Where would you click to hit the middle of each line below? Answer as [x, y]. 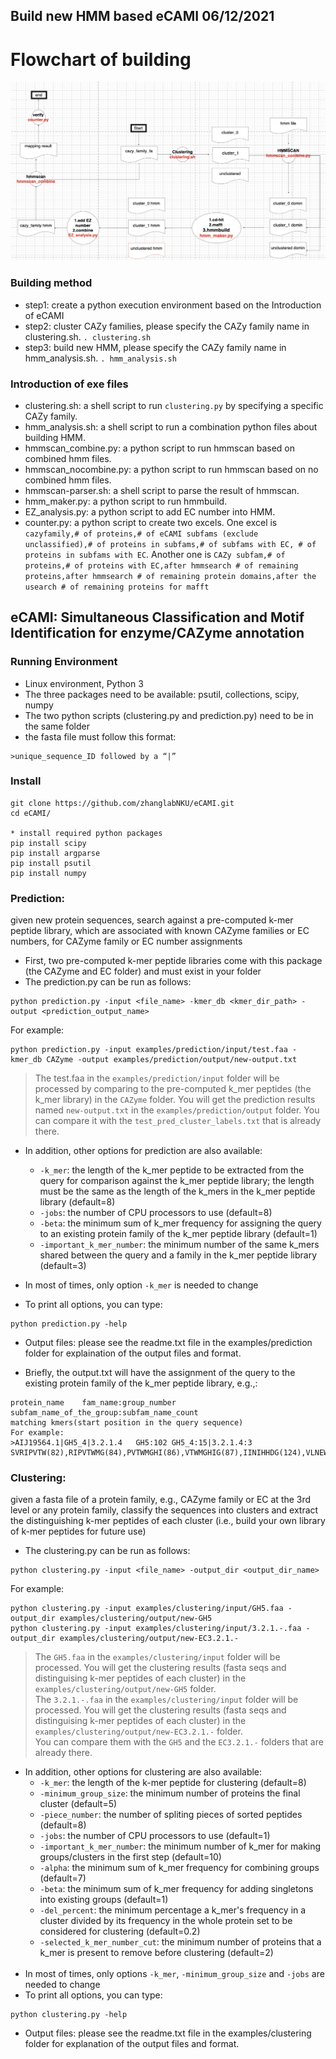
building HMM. [55, 437]
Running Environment [64, 662]
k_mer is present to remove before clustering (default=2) [156, 1953]
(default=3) [63, 1266]
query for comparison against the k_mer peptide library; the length [177, 1181]
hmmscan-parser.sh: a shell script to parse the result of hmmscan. [162, 490]
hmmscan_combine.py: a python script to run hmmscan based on [160, 448]
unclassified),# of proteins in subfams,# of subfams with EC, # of [170, 544]
